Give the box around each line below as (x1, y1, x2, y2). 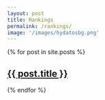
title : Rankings (7, 16, 54, 23)
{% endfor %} (7, 86, 47, 95)
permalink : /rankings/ (7, 23, 72, 29)
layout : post (7, 10, 45, 17)
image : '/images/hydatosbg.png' (7, 29, 100, 36)
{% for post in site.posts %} (7, 48, 86, 56)
